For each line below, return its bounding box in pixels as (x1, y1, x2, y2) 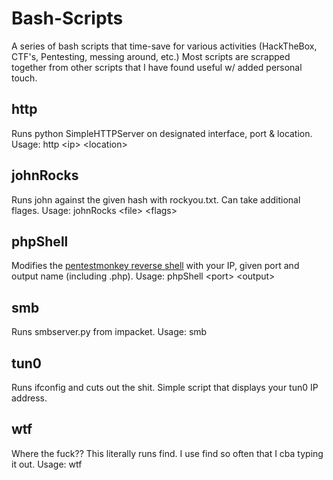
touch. (11, 72, 38, 84)
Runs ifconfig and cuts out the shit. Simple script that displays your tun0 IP (11, 382, 319, 393)
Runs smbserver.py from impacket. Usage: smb (11, 326, 208, 338)
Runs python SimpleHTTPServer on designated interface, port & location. (11, 127, 313, 139)
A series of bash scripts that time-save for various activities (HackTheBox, (11, 40, 318, 52)
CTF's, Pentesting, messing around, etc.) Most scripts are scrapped (11, 50, 291, 62)
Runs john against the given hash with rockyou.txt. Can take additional (11, 193, 301, 206)
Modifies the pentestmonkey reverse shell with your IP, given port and (11, 260, 300, 272)
